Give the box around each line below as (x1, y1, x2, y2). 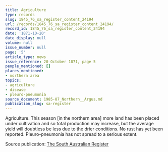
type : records (5, 12, 35, 17)
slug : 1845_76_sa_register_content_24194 (5, 17, 94, 22)
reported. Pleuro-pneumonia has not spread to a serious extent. (5, 131, 138, 137)
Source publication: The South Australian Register (5, 141, 109, 147)
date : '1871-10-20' (5, 31, 46, 36)
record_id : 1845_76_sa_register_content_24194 (5, 26, 105, 31)
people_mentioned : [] (5, 64, 51, 69)
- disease (5, 87, 26, 92)
